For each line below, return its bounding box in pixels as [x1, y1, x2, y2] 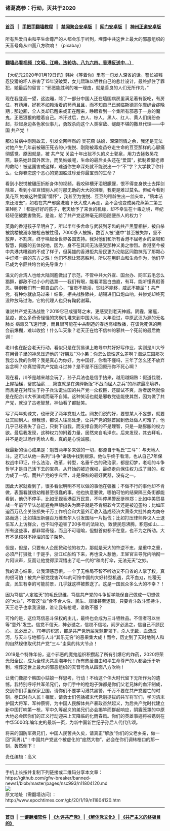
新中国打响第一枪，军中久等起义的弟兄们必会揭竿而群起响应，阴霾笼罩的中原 [5, 706, 165, 713]
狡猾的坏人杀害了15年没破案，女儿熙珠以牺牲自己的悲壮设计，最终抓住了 [9, 78, 160, 84]
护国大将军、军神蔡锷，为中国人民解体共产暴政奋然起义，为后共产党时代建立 [5, 700, 165, 706]
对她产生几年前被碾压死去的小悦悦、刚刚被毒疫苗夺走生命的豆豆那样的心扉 [5, 144, 160, 150]
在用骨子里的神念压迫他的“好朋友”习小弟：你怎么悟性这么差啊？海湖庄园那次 [5, 351, 164, 357]
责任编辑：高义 [5, 753, 36, 759]
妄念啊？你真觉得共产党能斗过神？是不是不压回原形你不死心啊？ [5, 363, 138, 370]
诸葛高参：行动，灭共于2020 [5, 4, 76, 11]
